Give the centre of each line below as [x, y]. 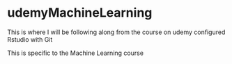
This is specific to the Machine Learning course [76, 53]
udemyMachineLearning [80, 13]
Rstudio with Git [30, 39]
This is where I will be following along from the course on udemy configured [116, 32]
